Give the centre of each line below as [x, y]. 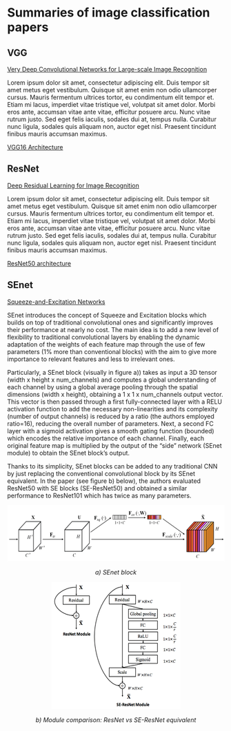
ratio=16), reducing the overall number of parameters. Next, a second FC [110, 423]
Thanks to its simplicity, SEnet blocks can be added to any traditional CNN [112, 466]
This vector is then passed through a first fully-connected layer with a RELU [115, 402]
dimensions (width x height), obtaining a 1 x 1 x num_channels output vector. [115, 394]
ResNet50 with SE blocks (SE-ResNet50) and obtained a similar [97, 488]
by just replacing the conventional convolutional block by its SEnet [101, 473]
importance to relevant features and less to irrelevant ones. [91, 359]
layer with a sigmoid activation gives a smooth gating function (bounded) [111, 431]
